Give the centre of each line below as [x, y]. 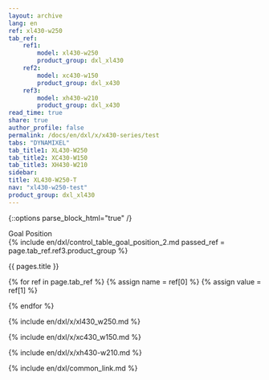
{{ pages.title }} [34, 266]
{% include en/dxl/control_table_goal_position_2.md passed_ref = [117, 242]
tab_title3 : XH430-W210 [48, 165]
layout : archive [35, 16]
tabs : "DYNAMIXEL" [39, 143]
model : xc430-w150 [68, 76]
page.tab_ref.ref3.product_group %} [68, 251]
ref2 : [32, 68]
